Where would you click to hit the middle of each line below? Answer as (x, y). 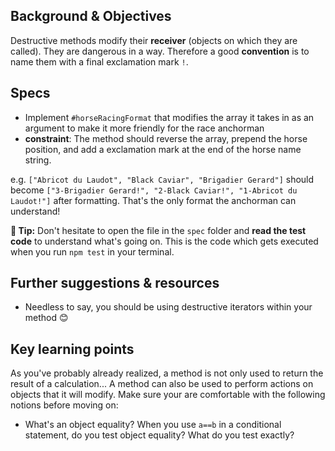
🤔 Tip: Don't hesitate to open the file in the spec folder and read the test (158, 230)
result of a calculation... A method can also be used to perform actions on (162, 384)
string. (38, 160)
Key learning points (72, 349)
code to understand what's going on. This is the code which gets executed (164, 241)
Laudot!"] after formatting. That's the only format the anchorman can (153, 200)
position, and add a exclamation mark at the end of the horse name (163, 149)
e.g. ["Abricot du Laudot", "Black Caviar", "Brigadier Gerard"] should (162, 179)
